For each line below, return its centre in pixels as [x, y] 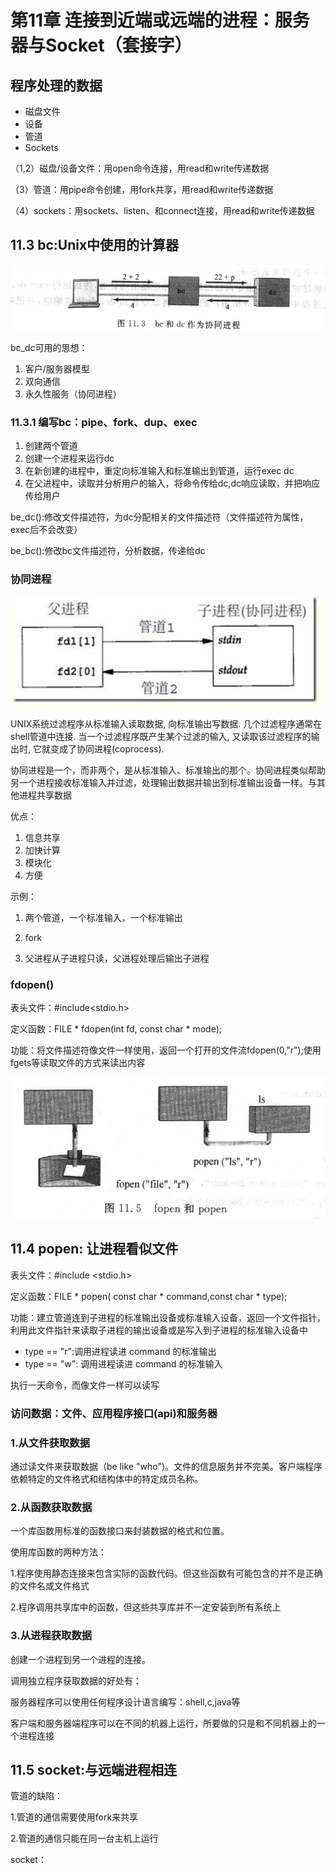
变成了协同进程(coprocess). [107, 748]
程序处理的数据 [56, 85]
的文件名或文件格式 [50, 1586]
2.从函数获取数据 [51, 1507]
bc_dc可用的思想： [49, 348]
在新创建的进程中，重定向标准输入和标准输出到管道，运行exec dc [159, 471]
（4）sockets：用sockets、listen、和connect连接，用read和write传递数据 [162, 210]
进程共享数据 [45, 795]
